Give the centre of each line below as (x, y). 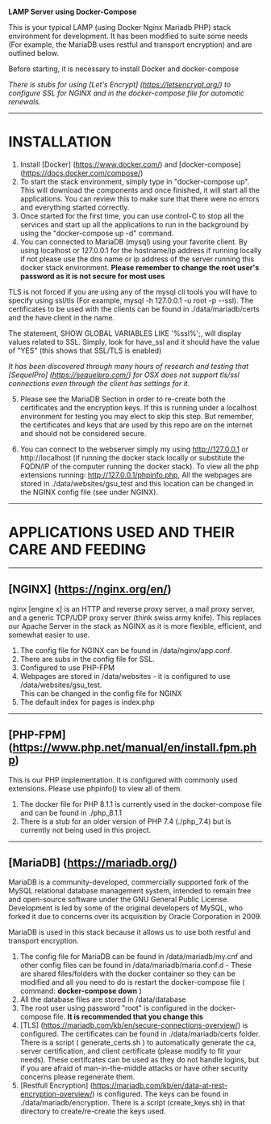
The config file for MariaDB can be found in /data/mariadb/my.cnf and (136, 956)
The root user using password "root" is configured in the (114, 1008)
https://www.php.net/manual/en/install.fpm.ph (135, 748)
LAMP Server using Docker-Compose (73, 12)
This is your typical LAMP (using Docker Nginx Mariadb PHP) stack (120, 27)
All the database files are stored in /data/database (103, 999)
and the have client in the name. (62, 317)
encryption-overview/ (56, 1094)
